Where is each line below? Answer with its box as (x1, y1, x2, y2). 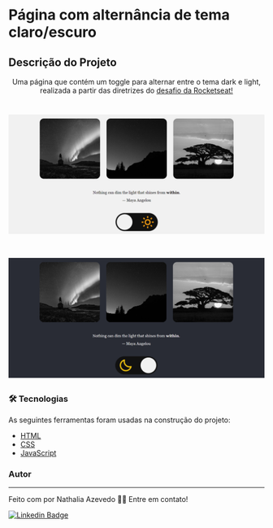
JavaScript (19, 447, 57, 457)
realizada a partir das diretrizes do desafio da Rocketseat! (40, 85, 233, 95)
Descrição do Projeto (8, 55, 117, 69)
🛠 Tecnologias (8, 393, 69, 404)
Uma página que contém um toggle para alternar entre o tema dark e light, (11, 77, 262, 86)
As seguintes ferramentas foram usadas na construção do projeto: (8, 415, 231, 425)
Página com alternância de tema (8, 6, 230, 24)
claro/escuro (8, 23, 97, 41)
